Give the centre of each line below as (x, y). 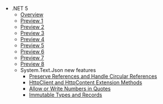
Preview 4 (32, 39)
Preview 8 (32, 64)
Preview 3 (32, 33)
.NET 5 (20, 8)
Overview (32, 15)
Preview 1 (32, 21)
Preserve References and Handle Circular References (93, 76)
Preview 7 (32, 58)
